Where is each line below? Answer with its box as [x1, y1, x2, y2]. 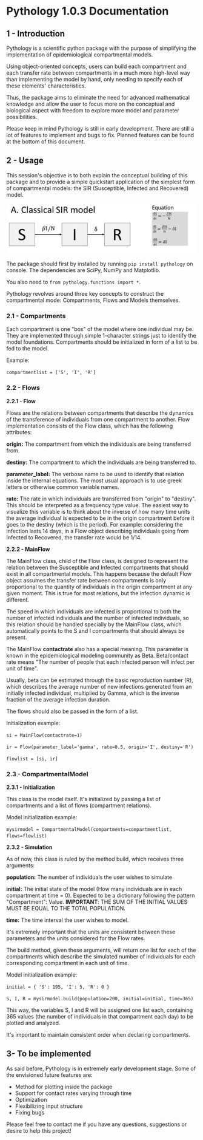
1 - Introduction [6, 29, 65, 39]
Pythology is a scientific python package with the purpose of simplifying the [6, 44, 196, 52]
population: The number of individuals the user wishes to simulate [6, 873, 173, 881]
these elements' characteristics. [6, 82, 87, 89]
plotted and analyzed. [6, 1019, 61, 1026]
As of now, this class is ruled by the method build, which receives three [6, 855, 184, 862]
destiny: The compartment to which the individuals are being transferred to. [6, 459, 197, 466]
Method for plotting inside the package [15, 1083, 113, 1090]
